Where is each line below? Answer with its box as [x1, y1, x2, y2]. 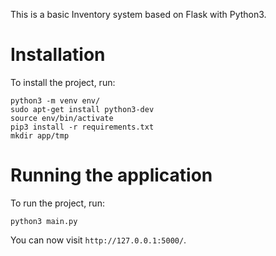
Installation [10, 44, 106, 66]
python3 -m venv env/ [10, 95, 101, 106]
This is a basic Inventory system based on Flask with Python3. [10, 9, 267, 20]
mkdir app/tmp [10, 130, 70, 141]
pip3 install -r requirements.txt [10, 122, 155, 132]
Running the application [10, 164, 213, 187]
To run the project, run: [10, 197, 105, 209]
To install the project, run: [10, 76, 116, 88]
